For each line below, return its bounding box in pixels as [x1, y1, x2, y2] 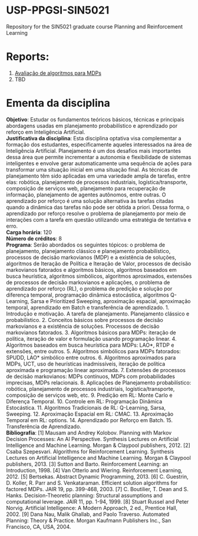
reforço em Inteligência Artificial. [6, 128, 85, 136]
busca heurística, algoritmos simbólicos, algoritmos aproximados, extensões [6, 272, 192, 279]
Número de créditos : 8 [6, 235, 62, 242]
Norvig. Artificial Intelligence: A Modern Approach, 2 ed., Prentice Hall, [6, 504, 178, 511]
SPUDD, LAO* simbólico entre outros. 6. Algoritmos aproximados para [6, 354, 176, 361]
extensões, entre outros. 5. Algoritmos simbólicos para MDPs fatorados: [6, 347, 181, 354]
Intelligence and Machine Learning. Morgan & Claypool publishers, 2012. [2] [6, 442, 190, 449]
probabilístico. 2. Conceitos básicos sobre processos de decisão [6, 316, 163, 323]
